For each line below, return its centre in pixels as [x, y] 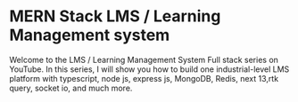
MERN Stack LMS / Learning [115, 16]
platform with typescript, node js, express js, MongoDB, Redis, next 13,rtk [144, 78]
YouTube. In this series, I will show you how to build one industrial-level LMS [149, 69]
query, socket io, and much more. [71, 88]
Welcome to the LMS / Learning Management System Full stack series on [144, 59]
